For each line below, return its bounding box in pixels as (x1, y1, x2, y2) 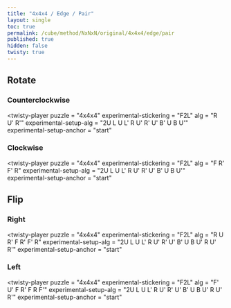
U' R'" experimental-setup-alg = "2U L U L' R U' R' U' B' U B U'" (7, 119, 189, 127)
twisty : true (7, 49, 45, 56)
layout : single (7, 17, 51, 24)
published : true (7, 36, 54, 43)
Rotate (7, 74, 37, 87)
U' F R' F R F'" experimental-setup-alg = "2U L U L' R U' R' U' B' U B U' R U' (7, 285, 223, 293)
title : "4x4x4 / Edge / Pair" (7, 10, 95, 17)
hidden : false (7, 42, 48, 49)
